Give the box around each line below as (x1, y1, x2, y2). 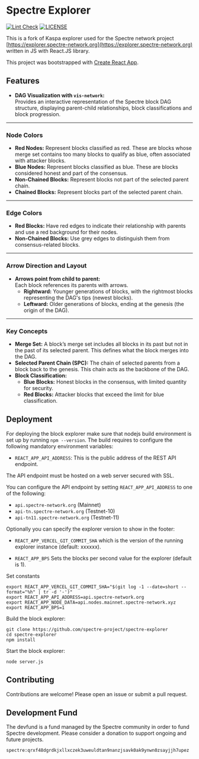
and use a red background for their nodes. (14, 229, 118, 236)
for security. (23, 384, 53, 391)
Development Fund (6, 707, 78, 717)
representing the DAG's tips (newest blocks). (23, 294, 133, 301)
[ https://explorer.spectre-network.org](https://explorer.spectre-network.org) (6, 41, 193, 48)
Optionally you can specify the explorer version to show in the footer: (6, 525, 175, 532)
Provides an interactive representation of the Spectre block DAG (14, 98, 172, 105)
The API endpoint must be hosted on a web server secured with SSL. (6, 472, 175, 479)
